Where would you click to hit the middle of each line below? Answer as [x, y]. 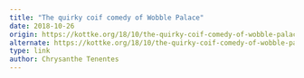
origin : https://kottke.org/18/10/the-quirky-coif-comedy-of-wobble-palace [155, 34]
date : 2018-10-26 [42, 26]
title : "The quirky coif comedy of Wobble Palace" [107, 17]
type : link [30, 51]
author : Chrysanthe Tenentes [64, 59]
